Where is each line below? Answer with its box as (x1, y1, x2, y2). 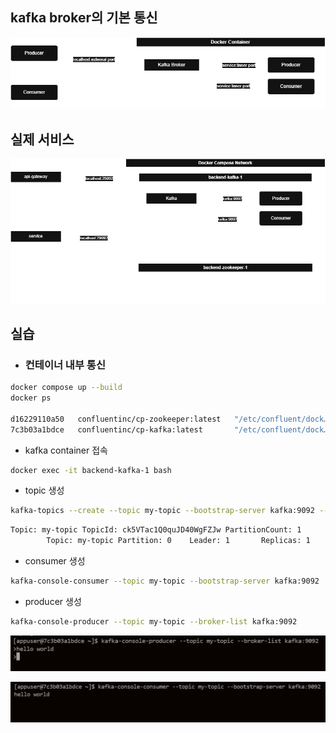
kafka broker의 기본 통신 (10, 9, 158, 27)
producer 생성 (24, 595, 82, 607)
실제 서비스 (10, 131, 75, 148)
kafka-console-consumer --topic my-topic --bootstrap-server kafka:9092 (10, 576, 320, 587)
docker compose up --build (10, 383, 123, 393)
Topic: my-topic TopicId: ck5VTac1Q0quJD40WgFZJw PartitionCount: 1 (10, 525, 302, 535)
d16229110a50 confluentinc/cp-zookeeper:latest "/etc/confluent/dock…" (10, 414, 333, 424)
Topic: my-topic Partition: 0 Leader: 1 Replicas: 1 (46, 536, 311, 546)
